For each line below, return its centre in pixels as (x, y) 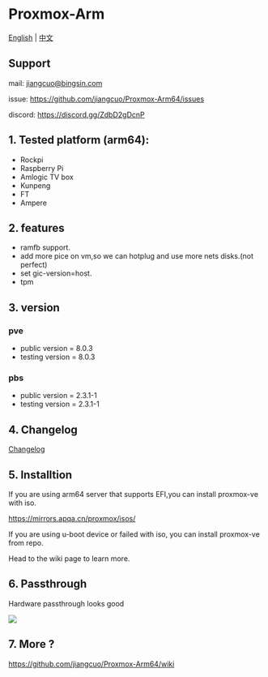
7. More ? (32, 644)
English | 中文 (31, 37)
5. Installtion (40, 475)
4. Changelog (43, 429)
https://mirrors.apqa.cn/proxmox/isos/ (72, 518)
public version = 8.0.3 (56, 349)
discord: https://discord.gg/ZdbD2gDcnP (77, 114)
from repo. (26, 542)
